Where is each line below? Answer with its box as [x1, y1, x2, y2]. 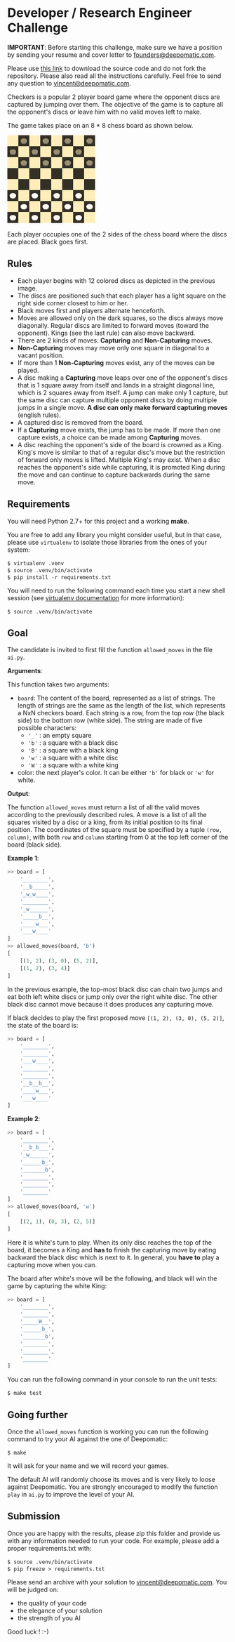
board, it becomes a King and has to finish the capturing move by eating [7, 1245, 217, 1254]
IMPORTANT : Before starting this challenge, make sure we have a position [7, 43, 222, 51]
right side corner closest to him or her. [17, 298, 128, 307]
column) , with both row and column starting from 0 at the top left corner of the [7, 833, 229, 842]
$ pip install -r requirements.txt [7, 574, 112, 581]
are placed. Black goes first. [7, 237, 88, 246]
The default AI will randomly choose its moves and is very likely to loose [7, 1476, 215, 1484]
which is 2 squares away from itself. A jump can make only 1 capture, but [17, 388, 229, 397]
